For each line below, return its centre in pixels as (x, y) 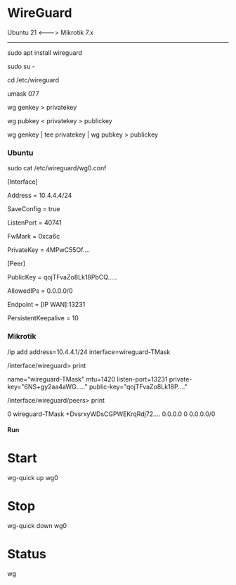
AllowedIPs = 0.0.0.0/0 (40, 291)
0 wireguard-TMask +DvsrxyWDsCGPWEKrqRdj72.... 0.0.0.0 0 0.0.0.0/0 (111, 414)
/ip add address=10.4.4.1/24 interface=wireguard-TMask (89, 352)
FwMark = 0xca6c (34, 237)
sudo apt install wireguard (45, 52)
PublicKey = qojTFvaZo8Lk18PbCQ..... (62, 277)
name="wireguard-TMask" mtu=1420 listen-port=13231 (87, 379)
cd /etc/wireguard (33, 80)
